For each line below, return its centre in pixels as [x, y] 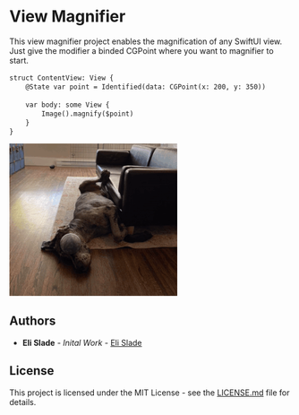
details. [23, 402]
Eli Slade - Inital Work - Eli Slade [82, 342]
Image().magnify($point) [88, 114]
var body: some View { [68, 105]
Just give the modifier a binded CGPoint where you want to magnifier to [142, 50]
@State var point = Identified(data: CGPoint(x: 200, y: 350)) [146, 87]
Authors [33, 321]
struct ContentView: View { [62, 78]
